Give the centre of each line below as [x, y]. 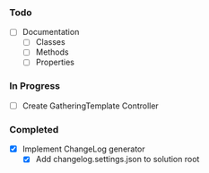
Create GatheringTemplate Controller [90, 106]
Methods [52, 52]
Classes [50, 42]
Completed [34, 129]
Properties [55, 62]
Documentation [51, 32]
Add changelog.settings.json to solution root [118, 160]
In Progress [35, 86]
